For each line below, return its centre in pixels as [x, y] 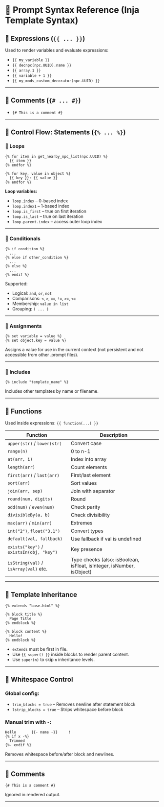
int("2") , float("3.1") [34, 531]
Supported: [16, 284]
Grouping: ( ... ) [30, 309]
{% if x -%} [17, 736]
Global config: [22, 693]
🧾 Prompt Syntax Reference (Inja [72, 10]
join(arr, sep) [25, 491]
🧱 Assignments [23, 326]
